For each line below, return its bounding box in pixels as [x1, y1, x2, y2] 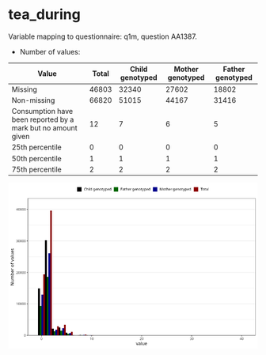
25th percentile [11, 142, 62, 152]
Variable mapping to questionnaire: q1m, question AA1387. [8, 32, 198, 41]
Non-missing [11, 95, 55, 104]
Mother [173, 65, 199, 74]
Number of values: [19, 47, 81, 56]
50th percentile [11, 153, 62, 163]
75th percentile [11, 164, 62, 174]
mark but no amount [11, 123, 78, 133]
